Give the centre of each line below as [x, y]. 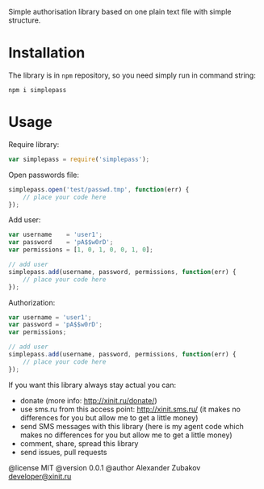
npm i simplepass [38, 90]
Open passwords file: [44, 175]
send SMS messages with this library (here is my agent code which [132, 426]
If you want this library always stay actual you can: [92, 385]
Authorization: [32, 302]
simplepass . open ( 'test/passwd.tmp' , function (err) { [99, 189]
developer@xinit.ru [40, 476]
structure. [25, 20]
